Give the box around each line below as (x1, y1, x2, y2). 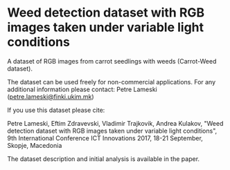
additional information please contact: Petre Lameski (7, 85, 157, 93)
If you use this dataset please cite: (7, 106, 105, 114)
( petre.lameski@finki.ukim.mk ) (7, 92, 94, 101)
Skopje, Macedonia (7, 141, 62, 149)
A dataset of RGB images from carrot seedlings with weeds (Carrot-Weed (7, 57, 217, 65)
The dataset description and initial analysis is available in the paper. (7, 154, 200, 163)
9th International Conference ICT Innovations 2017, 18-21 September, (7, 133, 203, 142)
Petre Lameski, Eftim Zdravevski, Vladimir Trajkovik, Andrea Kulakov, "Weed (7, 119, 224, 127)
